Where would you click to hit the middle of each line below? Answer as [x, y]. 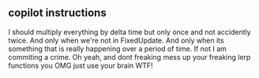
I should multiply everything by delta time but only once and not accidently [129, 32]
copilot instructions [57, 13]
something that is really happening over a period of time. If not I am [118, 48]
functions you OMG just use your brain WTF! [81, 65]
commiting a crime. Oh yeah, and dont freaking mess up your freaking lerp [129, 57]
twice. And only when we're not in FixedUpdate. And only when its [116, 40]
